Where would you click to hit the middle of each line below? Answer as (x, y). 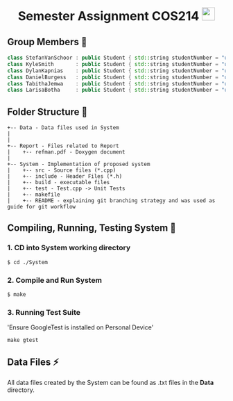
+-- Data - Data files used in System (63, 128)
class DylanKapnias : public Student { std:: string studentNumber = (113, 71)
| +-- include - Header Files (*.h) (65, 177)
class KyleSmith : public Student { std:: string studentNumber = (113, 64)
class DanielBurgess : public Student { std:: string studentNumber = (113, 77)
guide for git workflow (42, 207)
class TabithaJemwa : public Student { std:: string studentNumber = (113, 83)
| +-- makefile (34, 195)
